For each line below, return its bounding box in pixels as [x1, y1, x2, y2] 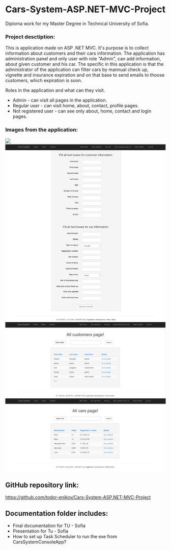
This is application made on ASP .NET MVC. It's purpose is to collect [5, 45, 149, 51]
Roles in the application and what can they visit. [5, 87, 105, 93]
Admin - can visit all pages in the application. [12, 97, 107, 103]
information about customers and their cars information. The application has [5, 50, 165, 57]
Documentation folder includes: [5, 509, 108, 518]
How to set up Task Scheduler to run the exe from [12, 533, 117, 539]
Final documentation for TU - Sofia [12, 522, 85, 529]
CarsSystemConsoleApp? [12, 539, 67, 545]
